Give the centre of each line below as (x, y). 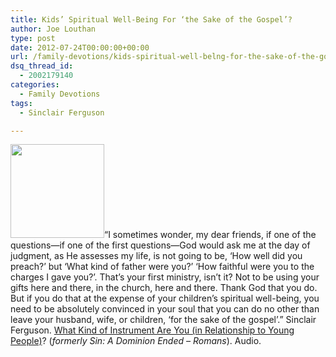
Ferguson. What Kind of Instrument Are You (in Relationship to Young (152, 330)
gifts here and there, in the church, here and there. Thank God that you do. (164, 288)
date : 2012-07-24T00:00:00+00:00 (80, 47)
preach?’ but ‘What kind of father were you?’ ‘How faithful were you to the (162, 267)
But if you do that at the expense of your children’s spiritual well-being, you (165, 298)
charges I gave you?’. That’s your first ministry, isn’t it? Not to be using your (165, 277)
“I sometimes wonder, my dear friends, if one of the (210, 235)
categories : (35, 85)
